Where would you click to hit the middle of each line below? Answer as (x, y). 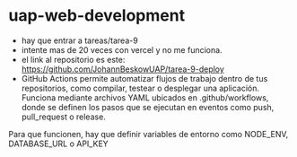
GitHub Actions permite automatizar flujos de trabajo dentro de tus (144, 78)
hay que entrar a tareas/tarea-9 (79, 40)
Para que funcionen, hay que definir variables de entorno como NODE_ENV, (148, 134)
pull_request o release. (64, 117)
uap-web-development (97, 16)
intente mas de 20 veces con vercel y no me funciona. (122, 49)
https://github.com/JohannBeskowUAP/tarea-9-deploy (123, 69)
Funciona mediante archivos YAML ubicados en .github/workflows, (145, 97)
